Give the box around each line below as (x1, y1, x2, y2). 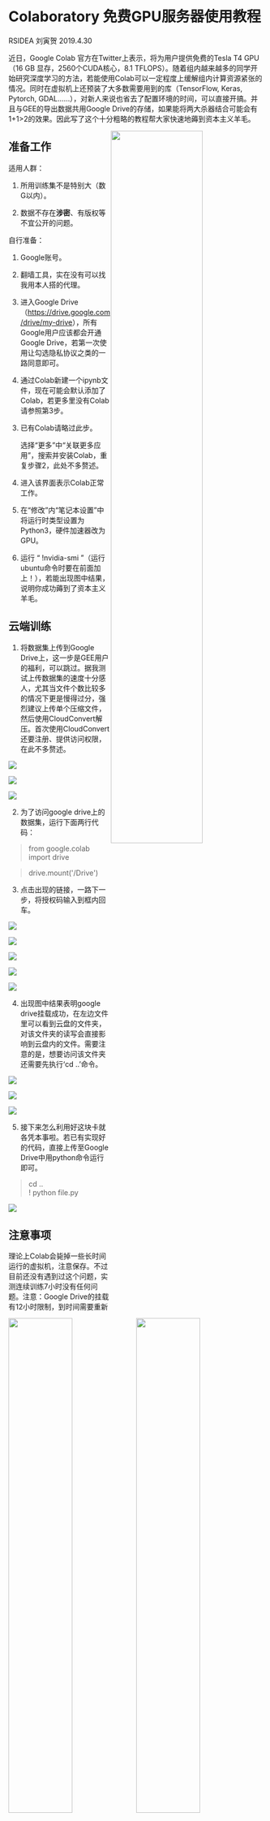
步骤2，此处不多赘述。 (27, 460, 104, 470)
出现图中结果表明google (19, 998, 101, 1008)
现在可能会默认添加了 (34, 385, 106, 395)
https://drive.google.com (27, 307, 111, 317)
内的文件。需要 (48, 1038, 99, 1048)
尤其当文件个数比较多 (34, 683, 106, 693)
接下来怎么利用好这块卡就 (19, 1122, 106, 1132)
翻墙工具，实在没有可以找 (19, 270, 106, 279)
